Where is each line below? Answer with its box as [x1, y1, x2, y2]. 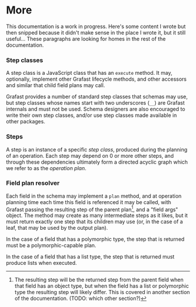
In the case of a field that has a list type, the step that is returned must [6, 253, 175, 260]
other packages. [6, 118, 45, 125]
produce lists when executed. [6, 260, 77, 267]
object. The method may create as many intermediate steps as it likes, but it [6, 212, 188, 219]
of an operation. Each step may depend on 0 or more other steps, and [6, 152, 174, 159]
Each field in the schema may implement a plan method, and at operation [6, 192, 182, 199]
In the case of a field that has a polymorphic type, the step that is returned [6, 236, 185, 243]
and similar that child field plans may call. [6, 82, 105, 89]
